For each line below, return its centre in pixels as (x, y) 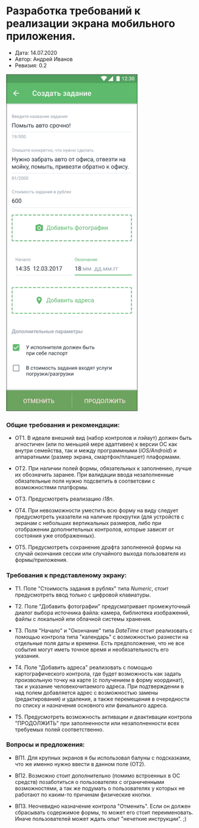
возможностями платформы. (52, 488)
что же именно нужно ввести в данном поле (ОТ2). (80, 764)
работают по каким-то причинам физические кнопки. (83, 794)
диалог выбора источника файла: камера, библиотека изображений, (102, 613)
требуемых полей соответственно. (59, 729)
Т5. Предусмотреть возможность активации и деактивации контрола (103, 717)
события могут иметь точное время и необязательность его (92, 649)
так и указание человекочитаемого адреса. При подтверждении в (99, 686)
